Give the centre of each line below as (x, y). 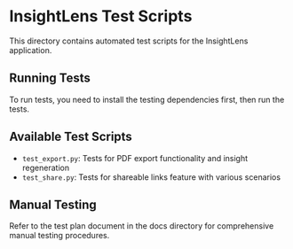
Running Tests (50, 78)
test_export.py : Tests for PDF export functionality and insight (135, 158)
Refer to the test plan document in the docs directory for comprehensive (142, 226)
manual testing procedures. (59, 236)
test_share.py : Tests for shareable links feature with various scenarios (151, 177)
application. (31, 50)
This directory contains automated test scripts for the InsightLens (129, 41)
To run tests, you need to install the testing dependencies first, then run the (147, 99)
